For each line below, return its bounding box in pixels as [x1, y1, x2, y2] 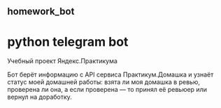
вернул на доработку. [7, 93, 72, 101]
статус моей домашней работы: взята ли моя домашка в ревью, [7, 78, 201, 86]
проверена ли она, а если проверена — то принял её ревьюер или [7, 86, 208, 94]
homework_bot [7, 6, 75, 18]
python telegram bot [7, 34, 129, 50]
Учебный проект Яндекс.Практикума [7, 57, 117, 65]
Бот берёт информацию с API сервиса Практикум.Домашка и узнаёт [7, 70, 214, 79]
